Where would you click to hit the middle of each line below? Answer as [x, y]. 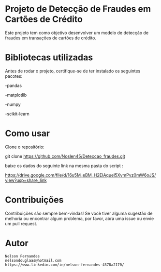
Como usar [28, 133]
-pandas [14, 85]
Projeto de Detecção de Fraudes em [78, 9]
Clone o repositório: [25, 147]
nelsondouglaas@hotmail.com [33, 260]
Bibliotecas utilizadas [49, 58]
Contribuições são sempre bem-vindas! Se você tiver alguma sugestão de [79, 213]
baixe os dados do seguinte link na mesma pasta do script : [64, 166]
